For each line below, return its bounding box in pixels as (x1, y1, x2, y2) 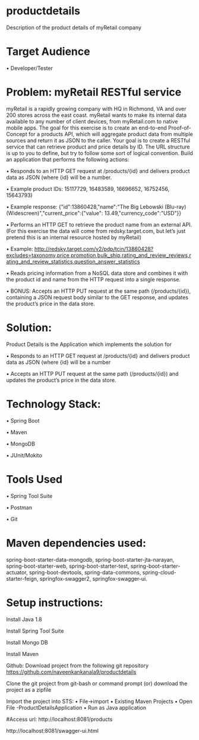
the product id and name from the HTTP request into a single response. (6, 275, 181, 283)
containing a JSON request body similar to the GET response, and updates (6, 293, 189, 301)
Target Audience (6, 45, 90, 58)
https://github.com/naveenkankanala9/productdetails (6, 668, 137, 675)
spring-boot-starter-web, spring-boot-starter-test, (6, 562, 129, 569)
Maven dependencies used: (6, 536, 147, 550)
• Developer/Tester (6, 64, 53, 72)
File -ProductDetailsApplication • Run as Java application (6, 704, 147, 711)
